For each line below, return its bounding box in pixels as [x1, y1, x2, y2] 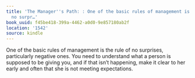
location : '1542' [6, 25, 49, 31]
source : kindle [6, 30, 43, 36]
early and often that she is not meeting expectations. [6, 65, 134, 72]
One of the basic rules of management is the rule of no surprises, [6, 46, 164, 53]
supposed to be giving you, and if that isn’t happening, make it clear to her [6, 59, 186, 66]
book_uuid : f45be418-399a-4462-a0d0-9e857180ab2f [6, 19, 130, 25]
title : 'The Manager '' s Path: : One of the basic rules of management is [6, 8, 190, 15]
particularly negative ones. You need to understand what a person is [6, 53, 171, 60]
